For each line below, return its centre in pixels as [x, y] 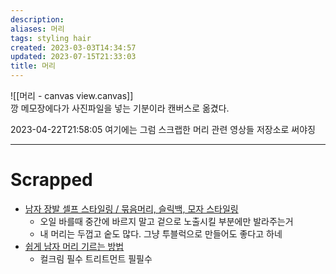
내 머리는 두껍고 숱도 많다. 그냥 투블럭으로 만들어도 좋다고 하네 [161, 233]
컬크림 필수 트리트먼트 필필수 [96, 258]
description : [37, 19]
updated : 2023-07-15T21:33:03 [73, 57]
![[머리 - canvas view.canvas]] [72, 95]
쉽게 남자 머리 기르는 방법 [74, 246]
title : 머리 [33, 66]
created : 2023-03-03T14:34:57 [73, 47]
